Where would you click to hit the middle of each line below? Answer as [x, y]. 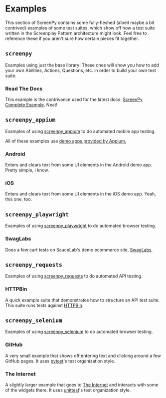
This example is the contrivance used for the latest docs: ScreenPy [74, 99]
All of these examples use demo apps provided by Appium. [66, 141]
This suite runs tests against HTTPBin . [44, 305]
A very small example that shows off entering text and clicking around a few [83, 355]
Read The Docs [24, 88]
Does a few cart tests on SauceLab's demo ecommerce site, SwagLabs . [79, 249]
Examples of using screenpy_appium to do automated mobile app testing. [81, 131]
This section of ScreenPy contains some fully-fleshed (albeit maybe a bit [80, 22]
